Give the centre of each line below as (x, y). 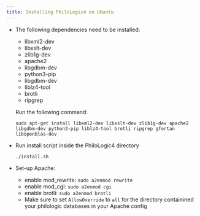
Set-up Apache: (35, 168)
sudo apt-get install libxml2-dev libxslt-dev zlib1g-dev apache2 (102, 123)
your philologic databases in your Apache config (86, 206)
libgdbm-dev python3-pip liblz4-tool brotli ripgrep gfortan (95, 129)
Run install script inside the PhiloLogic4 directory (77, 145)
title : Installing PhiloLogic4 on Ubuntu (60, 12)
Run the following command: (51, 112)
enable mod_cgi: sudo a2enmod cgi (68, 186)
